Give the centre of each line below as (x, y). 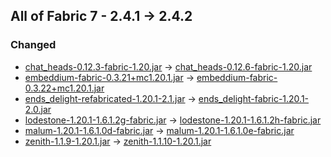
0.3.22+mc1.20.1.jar (64, 88)
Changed (33, 45)
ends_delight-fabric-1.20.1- (254, 98)
